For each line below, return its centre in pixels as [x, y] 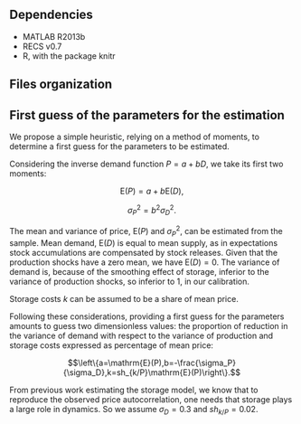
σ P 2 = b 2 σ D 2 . [152, 211]
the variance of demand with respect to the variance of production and [141, 335]
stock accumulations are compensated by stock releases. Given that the [144, 252]
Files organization [61, 85]
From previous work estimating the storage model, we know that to [134, 390]
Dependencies [51, 15]
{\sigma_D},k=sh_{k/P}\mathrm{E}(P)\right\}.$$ [152, 372]
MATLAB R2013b [54, 36]
